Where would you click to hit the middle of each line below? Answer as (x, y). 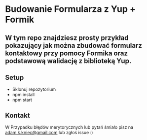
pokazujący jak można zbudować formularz (73, 45)
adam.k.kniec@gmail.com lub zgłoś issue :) (49, 133)
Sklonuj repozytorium (34, 89)
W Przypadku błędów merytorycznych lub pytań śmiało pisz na (69, 127)
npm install (23, 95)
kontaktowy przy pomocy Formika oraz (67, 53)
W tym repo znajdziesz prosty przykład (67, 38)
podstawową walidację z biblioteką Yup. (68, 61)
